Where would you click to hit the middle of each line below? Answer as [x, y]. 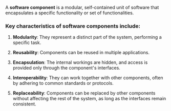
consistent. [25, 104]
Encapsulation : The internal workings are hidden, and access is [80, 62]
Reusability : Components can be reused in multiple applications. [81, 53]
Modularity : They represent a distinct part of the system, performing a [87, 37]
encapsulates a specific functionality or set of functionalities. [70, 13]
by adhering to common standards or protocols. [63, 83]
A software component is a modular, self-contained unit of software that [82, 7]
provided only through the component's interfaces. [66, 68]
